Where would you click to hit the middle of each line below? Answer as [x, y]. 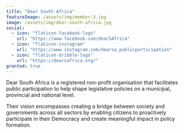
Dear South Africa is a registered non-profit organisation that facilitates [92, 83]
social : [16, 28]
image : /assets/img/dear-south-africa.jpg [59, 22]
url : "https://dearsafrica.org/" [58, 60]
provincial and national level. [41, 95]
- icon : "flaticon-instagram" [48, 45]
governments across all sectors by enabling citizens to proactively [86, 112]
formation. [19, 125]
